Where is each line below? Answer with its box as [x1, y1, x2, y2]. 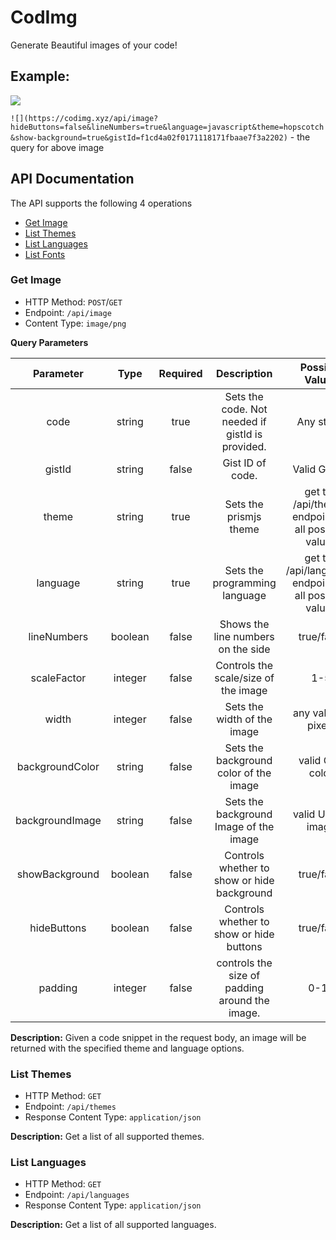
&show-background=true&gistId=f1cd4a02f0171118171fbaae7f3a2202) [10, 132, 288, 143]
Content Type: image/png [24, 317, 127, 329]
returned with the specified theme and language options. [10, 1042, 245, 1054]
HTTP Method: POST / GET [24, 296, 123, 308]
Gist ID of [222, 456, 267, 470]
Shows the [219, 617, 270, 631]
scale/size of [214, 671, 275, 685]
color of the [216, 766, 272, 780]
